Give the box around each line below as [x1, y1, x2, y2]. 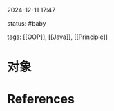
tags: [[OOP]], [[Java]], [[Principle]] [7, 33, 108, 41]
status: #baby [7, 19, 46, 27]
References [7, 92, 75, 107]
